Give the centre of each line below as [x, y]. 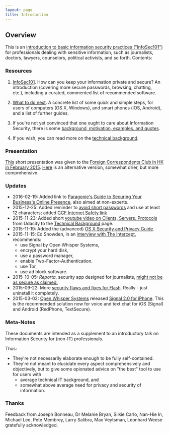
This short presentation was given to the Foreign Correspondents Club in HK [84, 162]
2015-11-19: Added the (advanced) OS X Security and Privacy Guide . [83, 229]
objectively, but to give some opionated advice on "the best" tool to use [87, 369]
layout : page [19, 10]
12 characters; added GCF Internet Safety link [60, 213]
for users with [27, 374]
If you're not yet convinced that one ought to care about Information [83, 123]
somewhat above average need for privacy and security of [81, 385]
